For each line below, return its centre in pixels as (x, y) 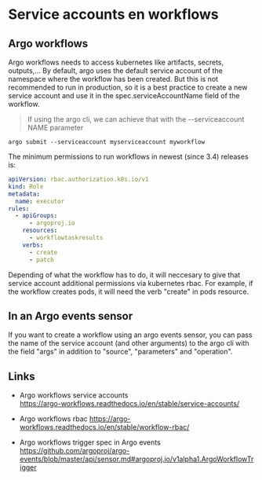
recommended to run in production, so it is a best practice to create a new (128, 87)
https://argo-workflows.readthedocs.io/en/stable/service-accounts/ (129, 404)
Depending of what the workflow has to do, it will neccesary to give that (124, 275)
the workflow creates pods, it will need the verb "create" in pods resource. (129, 291)
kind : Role (26, 186)
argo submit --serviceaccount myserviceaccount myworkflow (107, 142)
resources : (40, 231)
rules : (19, 209)
